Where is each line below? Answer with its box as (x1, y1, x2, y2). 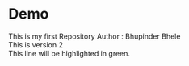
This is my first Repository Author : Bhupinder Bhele (8, 31, 181, 41)
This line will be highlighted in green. (8, 48, 131, 58)
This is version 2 (8, 39, 63, 49)
